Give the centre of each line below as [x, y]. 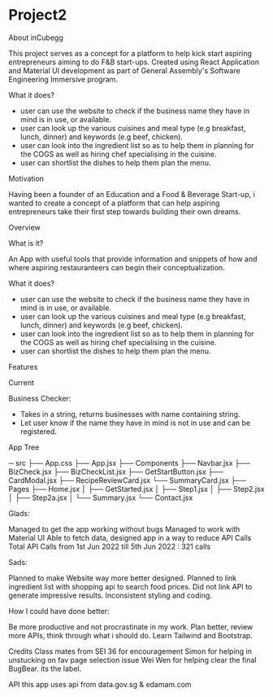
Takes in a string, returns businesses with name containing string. [130, 414]
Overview [24, 227]
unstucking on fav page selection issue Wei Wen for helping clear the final [132, 660]
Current [22, 382]
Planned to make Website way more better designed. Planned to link [123, 578]
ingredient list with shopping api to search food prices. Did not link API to [130, 586]
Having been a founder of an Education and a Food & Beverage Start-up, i [132, 194]
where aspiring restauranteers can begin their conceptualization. [117, 267]
